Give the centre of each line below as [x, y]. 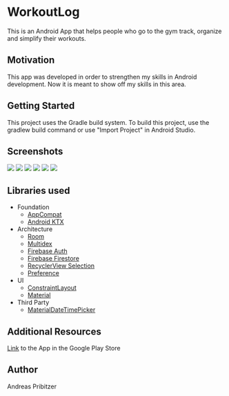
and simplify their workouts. [47, 38]
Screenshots [35, 151]
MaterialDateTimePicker [61, 310]
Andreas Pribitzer [32, 386]
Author [22, 370]
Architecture [35, 229]
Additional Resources [54, 331]
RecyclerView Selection [61, 266]
